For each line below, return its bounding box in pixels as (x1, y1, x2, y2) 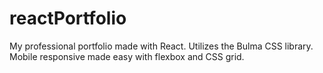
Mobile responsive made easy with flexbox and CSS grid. (9, 50, 245, 62)
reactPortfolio (9, 7, 127, 30)
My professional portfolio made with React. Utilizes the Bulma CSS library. (9, 40, 314, 52)
